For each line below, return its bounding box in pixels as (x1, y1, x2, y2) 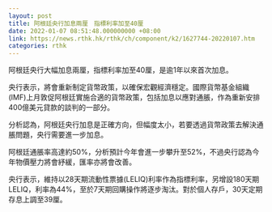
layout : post (8, 11, 53, 20)
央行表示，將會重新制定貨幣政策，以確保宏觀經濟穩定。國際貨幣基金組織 (8, 83, 249, 92)
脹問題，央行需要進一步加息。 (8, 130, 108, 140)
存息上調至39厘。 (8, 195, 67, 205)
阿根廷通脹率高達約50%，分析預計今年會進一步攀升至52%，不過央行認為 (8, 147, 253, 157)
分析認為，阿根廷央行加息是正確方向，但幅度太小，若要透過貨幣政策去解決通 (8, 120, 264, 129)
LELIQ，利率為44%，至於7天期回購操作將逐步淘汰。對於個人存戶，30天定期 (8, 184, 263, 194)
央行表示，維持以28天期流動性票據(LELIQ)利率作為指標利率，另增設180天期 (8, 175, 260, 184)
